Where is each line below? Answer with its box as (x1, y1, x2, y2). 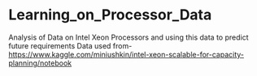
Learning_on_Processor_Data (8, 6, 212, 24)
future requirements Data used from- (8, 40, 133, 50)
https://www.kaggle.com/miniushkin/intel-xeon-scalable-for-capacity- (8, 49, 245, 59)
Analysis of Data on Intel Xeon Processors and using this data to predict (8, 32, 249, 42)
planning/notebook (8, 58, 72, 68)
